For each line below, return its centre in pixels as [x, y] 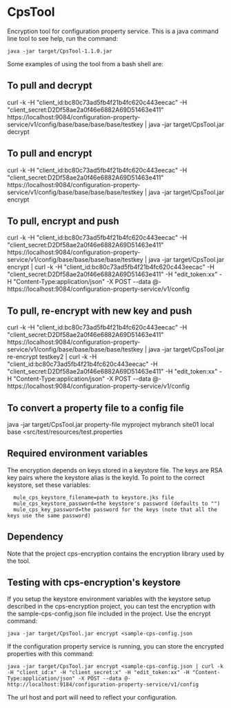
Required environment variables [78, 453]
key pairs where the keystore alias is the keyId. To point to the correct [106, 477]
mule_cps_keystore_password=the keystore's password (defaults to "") [117, 504]
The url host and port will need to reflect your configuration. [92, 698]
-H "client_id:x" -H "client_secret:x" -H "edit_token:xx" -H [98, 673]
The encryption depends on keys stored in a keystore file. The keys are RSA [115, 470]
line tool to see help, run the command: [63, 38]
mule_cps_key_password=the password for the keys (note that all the [115, 509]
